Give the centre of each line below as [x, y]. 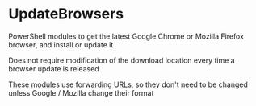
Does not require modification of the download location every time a [122, 60]
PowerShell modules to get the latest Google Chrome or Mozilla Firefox [126, 36]
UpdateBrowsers [66, 14]
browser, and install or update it [61, 44]
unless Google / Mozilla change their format [81, 92]
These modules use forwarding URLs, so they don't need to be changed [128, 84]
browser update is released [54, 68]
